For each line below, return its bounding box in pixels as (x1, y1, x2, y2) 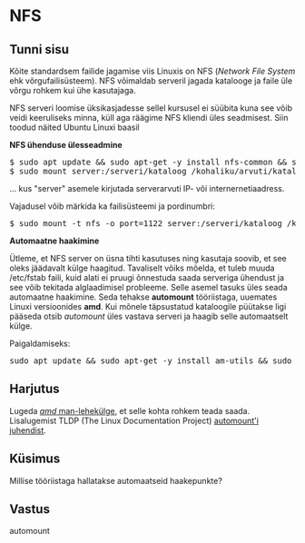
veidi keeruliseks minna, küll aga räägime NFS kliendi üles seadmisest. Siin (9, 113, 289, 123)
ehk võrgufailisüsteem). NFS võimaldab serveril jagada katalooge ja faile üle (9, 75, 293, 86)
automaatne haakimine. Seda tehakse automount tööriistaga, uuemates (9, 291, 278, 302)
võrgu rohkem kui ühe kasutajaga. (9, 85, 136, 95)
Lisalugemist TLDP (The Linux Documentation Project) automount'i (9, 415, 259, 426)
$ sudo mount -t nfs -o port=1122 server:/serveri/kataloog (9, 219, 283, 228)
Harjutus (9, 381, 61, 397)
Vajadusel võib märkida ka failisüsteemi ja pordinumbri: (9, 201, 216, 212)
